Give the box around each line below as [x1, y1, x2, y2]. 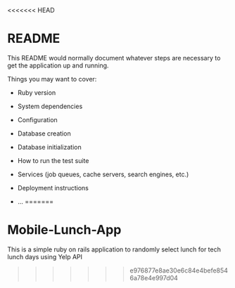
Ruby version [17, 88, 56, 97]
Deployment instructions [17, 183, 89, 192]
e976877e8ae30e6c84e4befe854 [129, 266, 229, 275]
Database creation [17, 129, 72, 138]
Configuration [17, 115, 58, 124]
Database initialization [17, 143, 82, 151]
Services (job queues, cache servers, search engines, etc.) [17, 170, 189, 178]
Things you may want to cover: [7, 74, 97, 83]
